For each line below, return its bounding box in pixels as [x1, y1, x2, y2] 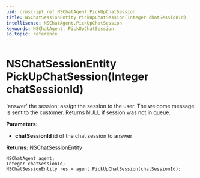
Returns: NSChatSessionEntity [6, 144, 83, 151]
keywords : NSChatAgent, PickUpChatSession [6, 25, 114, 32]
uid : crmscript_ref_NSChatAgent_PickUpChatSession [6, 8, 136, 15]
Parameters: [6, 121, 38, 128]
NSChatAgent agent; [6, 156, 55, 162]
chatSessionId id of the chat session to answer [14, 132, 133, 140]
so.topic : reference [6, 31, 58, 37]
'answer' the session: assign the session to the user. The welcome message [6, 103, 195, 110]
